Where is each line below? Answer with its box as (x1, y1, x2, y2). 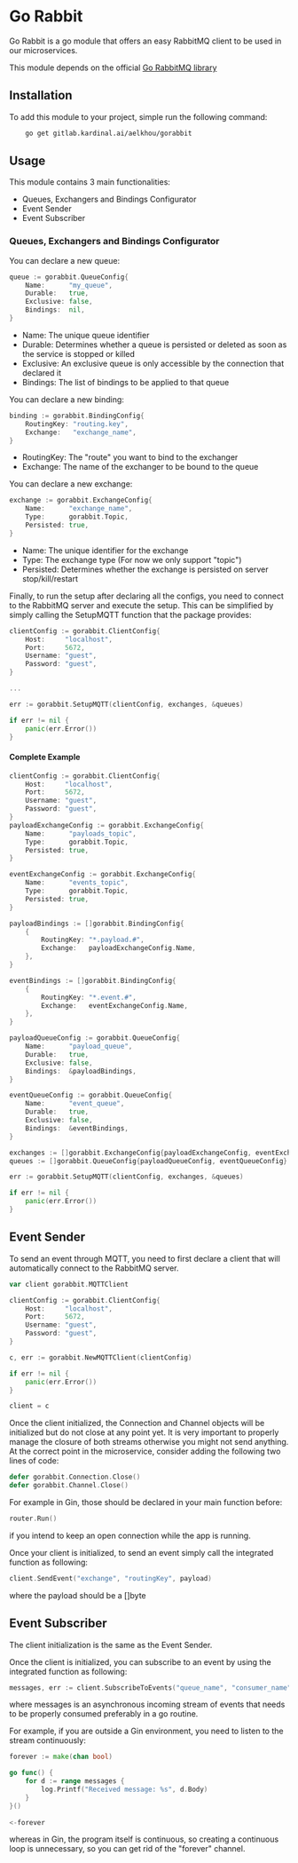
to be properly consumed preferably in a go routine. (9, 1708, 199, 1719)
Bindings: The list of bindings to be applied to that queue (21, 377, 230, 387)
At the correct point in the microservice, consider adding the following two (9, 1446, 281, 1457)
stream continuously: (9, 1735, 86, 1746)
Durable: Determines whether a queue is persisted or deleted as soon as (21, 339, 287, 350)
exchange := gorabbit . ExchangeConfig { (9, 495, 153, 505)
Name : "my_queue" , (25, 281, 114, 289)
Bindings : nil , (25, 305, 86, 314)
